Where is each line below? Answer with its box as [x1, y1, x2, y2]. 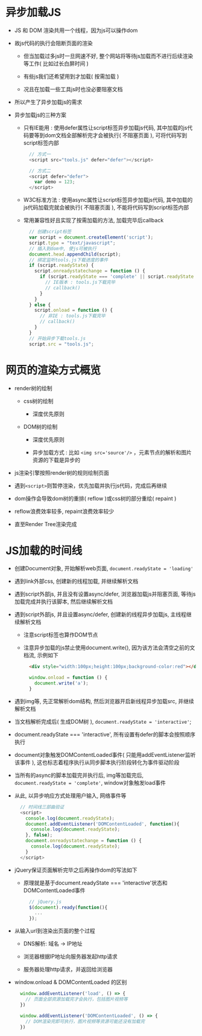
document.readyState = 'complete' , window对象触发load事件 [14, 779, 166, 786]
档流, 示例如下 [23, 652, 58, 659]
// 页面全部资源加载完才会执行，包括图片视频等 [25, 996, 128, 1003]
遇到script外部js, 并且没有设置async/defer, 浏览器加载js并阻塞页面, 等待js [14, 590, 196, 598]
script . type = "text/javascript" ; [28, 240, 116, 246]
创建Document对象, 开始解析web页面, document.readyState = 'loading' [14, 565, 194, 572]
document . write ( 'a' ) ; [34, 680, 89, 686]
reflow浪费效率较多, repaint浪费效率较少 [14, 507, 115, 515]
